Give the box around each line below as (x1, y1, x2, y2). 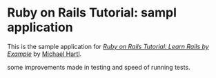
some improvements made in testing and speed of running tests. (7, 63, 191, 71)
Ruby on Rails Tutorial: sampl (7, 5, 177, 21)
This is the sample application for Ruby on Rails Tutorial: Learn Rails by (7, 42, 209, 50)
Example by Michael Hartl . (7, 50, 82, 58)
